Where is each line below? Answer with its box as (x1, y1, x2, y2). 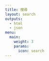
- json (9, 26, 23, 30)
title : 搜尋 (5, 7, 28, 12)
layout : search (5, 12, 36, 17)
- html (9, 21, 23, 26)
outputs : (5, 16, 23, 21)
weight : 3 (14, 39, 34, 44)
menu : (5, 30, 16, 35)
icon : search (17, 48, 45, 53)
